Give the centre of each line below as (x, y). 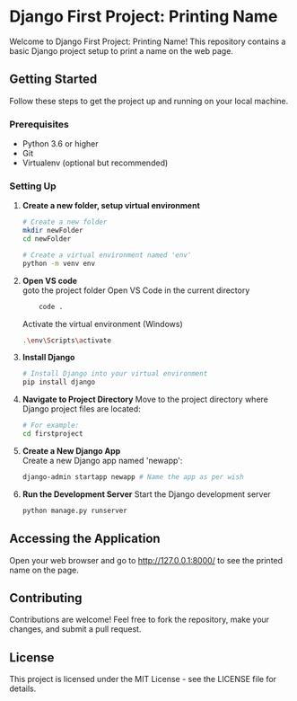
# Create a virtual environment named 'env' (107, 255)
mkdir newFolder (52, 231)
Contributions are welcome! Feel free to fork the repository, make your (140, 620)
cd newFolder (47, 239)
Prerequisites (39, 124)
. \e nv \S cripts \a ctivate (67, 340)
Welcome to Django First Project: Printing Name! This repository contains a (148, 41)
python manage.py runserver (74, 510)
